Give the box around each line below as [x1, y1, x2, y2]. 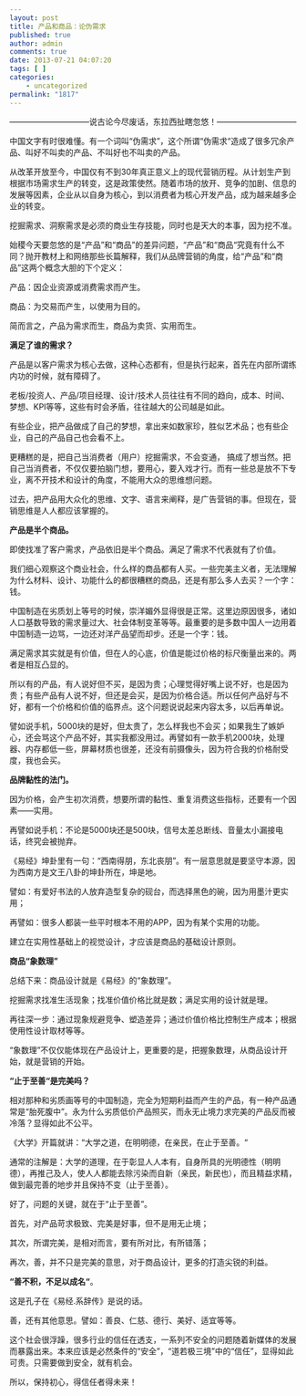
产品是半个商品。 [9, 524, 74, 535]
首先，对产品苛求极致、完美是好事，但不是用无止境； [9, 1217, 209, 1228]
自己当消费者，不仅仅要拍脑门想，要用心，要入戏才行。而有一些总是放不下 [9, 463, 289, 474]
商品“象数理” [9, 955, 59, 966]
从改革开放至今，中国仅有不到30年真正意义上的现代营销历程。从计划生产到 [9, 166, 291, 177]
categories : [9, 73, 55, 82]
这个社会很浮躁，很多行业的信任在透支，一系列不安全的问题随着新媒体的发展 [9, 1334, 297, 1345]
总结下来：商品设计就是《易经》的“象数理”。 [9, 974, 177, 985]
